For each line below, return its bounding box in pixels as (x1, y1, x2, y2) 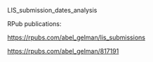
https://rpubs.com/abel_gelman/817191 (7, 47, 119, 55)
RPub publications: (7, 20, 62, 27)
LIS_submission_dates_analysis (7, 6, 98, 14)
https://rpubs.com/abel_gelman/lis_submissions (7, 33, 146, 42)
